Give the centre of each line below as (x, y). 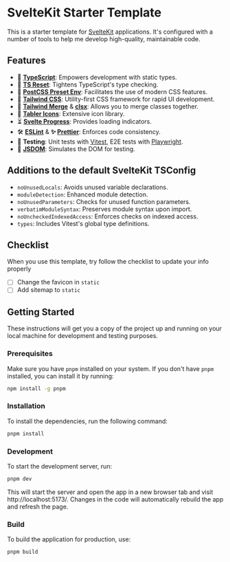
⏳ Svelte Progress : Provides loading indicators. (84, 121)
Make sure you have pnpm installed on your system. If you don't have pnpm (111, 368)
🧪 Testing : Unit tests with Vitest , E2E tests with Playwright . (100, 142)
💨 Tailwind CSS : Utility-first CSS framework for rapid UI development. (116, 99)
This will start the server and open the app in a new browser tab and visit (110, 492)
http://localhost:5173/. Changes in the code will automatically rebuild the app (115, 499)
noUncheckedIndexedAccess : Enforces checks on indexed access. (107, 216)
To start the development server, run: (59, 466)
